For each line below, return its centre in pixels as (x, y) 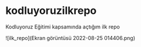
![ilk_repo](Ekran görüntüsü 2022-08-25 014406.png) (70, 38)
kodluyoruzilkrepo (51, 11)
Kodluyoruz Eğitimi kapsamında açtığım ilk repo (63, 27)
